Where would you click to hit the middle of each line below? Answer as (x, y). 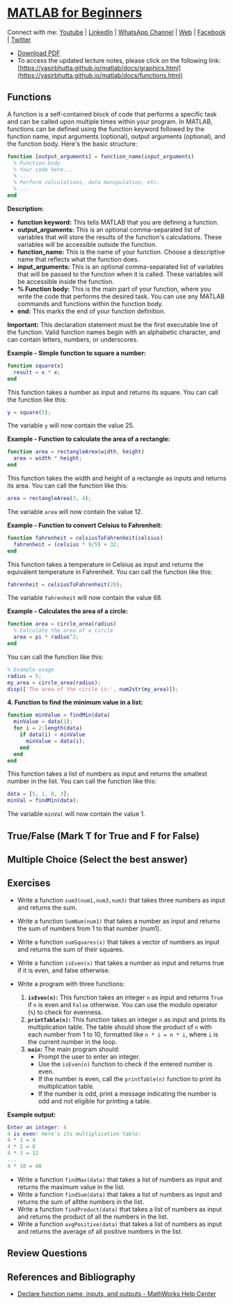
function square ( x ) (35, 365)
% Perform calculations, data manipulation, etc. (87, 183)
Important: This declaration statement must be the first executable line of (113, 324)
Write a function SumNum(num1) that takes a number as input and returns (119, 921)
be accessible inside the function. (66, 281)
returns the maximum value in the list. (71, 1186)
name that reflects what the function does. (78, 259)
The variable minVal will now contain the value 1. (76, 814)
